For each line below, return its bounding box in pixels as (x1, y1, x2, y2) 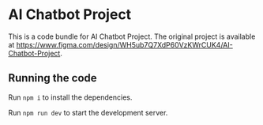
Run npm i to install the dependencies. (8, 93, 133, 102)
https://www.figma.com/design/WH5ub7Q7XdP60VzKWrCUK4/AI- (16, 40, 233, 49)
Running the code (8, 71, 97, 85)
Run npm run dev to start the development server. (8, 108, 168, 117)
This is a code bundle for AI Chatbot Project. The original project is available (8, 32, 256, 41)
